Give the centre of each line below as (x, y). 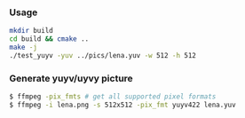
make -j (24, 47)
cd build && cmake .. (49, 39)
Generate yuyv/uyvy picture (71, 78)
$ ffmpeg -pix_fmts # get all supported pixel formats (113, 97)
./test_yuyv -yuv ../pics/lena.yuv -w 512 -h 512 (103, 55)
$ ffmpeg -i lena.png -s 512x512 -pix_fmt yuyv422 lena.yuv (123, 105)
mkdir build (31, 31)
